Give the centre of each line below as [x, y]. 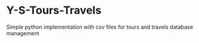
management [23, 33]
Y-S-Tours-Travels [54, 10]
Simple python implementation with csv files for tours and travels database [100, 27]
